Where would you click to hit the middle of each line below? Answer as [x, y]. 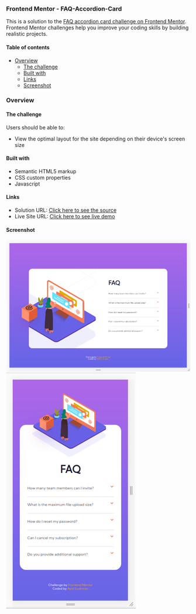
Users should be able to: [36, 127]
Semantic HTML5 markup [45, 171]
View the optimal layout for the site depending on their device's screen [100, 139]
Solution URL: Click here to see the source [66, 210]
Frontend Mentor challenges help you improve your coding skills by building [97, 28]
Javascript [27, 184]
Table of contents [28, 47]
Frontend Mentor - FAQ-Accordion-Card [64, 9]
